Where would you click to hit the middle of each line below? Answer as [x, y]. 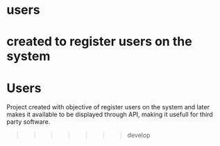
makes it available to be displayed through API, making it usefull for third [110, 115]
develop [139, 135]
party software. [28, 122]
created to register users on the [99, 42]
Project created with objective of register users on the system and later [108, 107]
